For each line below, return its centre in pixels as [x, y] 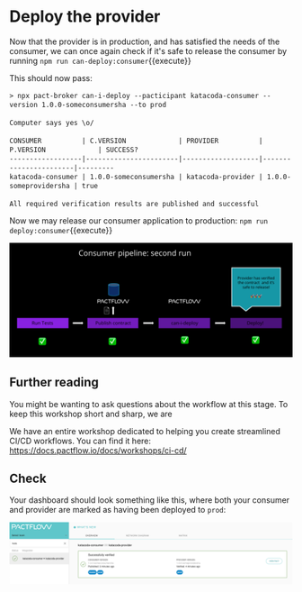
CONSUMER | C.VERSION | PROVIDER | [136, 141]
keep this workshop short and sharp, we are [91, 414]
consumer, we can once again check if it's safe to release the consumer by [148, 50]
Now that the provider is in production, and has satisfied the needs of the [145, 41]
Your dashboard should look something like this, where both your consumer [150, 500]
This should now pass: [51, 77]
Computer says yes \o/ [52, 123]
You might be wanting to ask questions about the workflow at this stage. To [149, 404]
